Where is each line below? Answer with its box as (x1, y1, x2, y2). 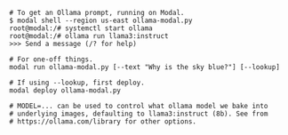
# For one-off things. (9, 55, 93, 64)
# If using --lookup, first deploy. (9, 78, 145, 87)
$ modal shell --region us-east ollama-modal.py (9, 16, 193, 25)
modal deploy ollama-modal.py (9, 86, 122, 95)
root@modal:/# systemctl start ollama (9, 24, 153, 33)
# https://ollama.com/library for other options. (9, 117, 197, 126)
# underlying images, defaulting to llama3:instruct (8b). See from (9, 109, 268, 118)
